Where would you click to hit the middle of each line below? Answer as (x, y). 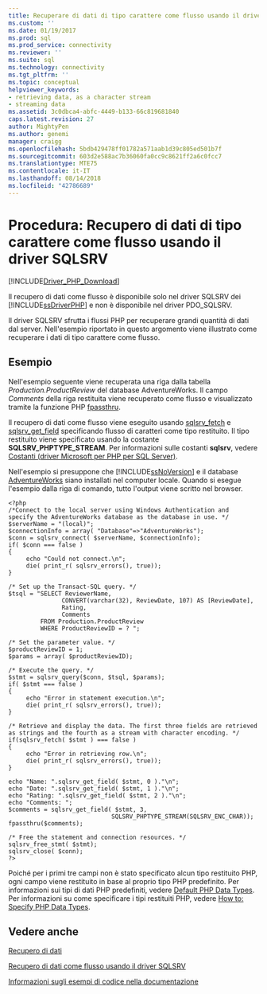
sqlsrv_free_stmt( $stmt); (53, 844)
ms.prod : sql (30, 38)
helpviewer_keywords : (44, 90)
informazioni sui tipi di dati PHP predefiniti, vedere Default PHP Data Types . (132, 890)
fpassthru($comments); (46, 823)
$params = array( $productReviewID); (71, 656)
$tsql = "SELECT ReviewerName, (60, 594)
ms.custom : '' (32, 23)
